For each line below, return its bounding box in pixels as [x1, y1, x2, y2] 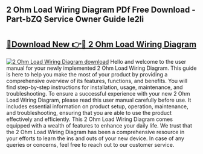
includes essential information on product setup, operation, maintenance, [6, 103, 188, 110]
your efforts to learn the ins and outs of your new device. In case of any [6, 135, 184, 142]
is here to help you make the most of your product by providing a [6, 71, 168, 78]
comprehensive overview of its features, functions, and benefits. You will [6, 78, 188, 84]
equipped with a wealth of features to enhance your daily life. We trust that [6, 122, 192, 129]
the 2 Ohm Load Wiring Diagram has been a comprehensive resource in [6, 129, 185, 135]
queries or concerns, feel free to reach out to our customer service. [6, 141, 175, 148]
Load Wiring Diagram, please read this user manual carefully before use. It [6, 96, 192, 103]
